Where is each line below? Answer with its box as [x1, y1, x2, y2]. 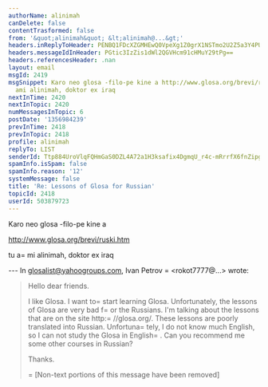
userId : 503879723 [8, 197, 69, 205]
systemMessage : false [8, 175, 81, 184]
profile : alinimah [8, 137, 69, 146]
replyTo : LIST [8, 145, 56, 153]
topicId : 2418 [8, 189, 56, 198]
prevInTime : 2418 [8, 123, 66, 131]
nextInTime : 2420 [8, 93, 66, 101]
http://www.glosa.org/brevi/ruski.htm [8, 235, 130, 244]
